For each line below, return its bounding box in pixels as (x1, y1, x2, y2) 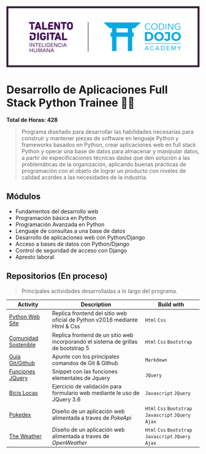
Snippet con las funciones (51, 368, 118, 376)
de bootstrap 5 (51, 344, 90, 352)
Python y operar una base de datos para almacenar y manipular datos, (21, 147, 200, 155)
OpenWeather (51, 439, 88, 446)
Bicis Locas (9, 389, 38, 397)
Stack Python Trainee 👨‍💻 (6, 96, 135, 110)
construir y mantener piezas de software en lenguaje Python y (21, 134, 179, 142)
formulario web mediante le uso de (51, 389, 140, 397)
